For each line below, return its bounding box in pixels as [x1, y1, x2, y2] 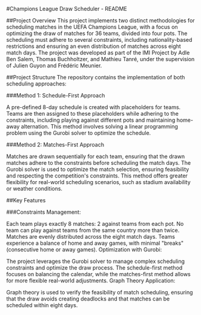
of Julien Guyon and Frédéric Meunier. [6, 62, 102, 69]
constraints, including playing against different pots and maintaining [6, 116, 176, 124]
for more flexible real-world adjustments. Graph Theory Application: [6, 277, 176, 284]
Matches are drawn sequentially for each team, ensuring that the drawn [6, 153, 185, 160]
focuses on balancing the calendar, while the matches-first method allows [6, 271, 191, 277]
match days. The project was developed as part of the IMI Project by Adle [6, 49, 190, 56]
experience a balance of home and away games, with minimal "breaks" [6, 239, 184, 247]
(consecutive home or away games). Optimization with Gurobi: [6, 246, 162, 253]
